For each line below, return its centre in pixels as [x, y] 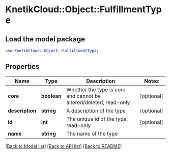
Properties [22, 67]
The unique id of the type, [97, 119]
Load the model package [45, 39]
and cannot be [83, 96]
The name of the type [92, 134]
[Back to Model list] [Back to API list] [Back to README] [64, 146]
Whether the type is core [96, 89]
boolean [51, 96]
